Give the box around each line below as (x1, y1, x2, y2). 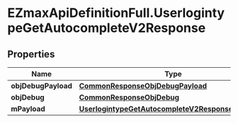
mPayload (11, 104, 46, 114)
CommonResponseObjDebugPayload (79, 81, 208, 90)
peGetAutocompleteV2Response (7, 20, 206, 36)
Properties (7, 48, 55, 60)
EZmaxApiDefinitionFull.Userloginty (7, 5, 225, 21)
